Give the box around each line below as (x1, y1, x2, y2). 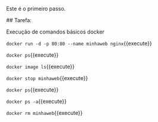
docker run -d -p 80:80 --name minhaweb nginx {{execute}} (6, 40, 152, 47)
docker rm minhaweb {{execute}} (6, 109, 83, 116)
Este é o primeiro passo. (6, 5, 66, 12)
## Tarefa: (6, 17, 32, 23)
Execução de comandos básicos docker (6, 28, 105, 35)
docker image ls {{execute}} (6, 63, 75, 70)
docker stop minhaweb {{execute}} (6, 75, 88, 81)
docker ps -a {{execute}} (6, 98, 67, 105)
